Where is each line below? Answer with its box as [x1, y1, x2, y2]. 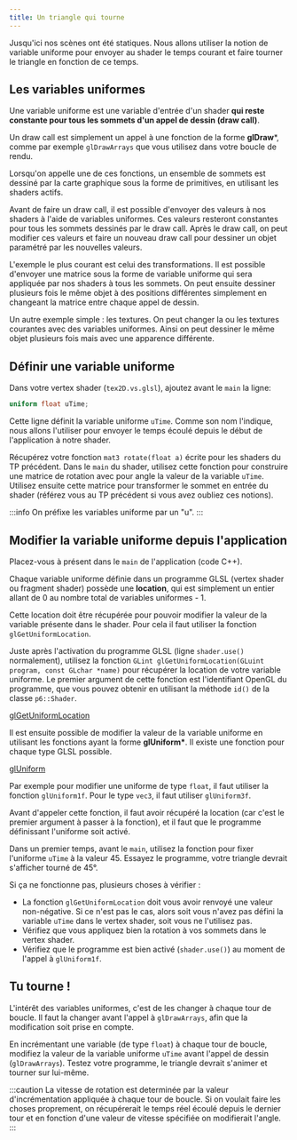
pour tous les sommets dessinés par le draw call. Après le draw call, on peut [9, 223, 288, 234]
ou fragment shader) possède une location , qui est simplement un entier [9, 583, 275, 594]
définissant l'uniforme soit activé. [9, 825, 131, 836]
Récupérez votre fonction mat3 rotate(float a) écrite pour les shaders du [9, 452, 282, 463]
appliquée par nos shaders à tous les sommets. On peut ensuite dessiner [9, 278, 277, 289]
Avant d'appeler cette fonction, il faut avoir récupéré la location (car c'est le [9, 807, 285, 817]
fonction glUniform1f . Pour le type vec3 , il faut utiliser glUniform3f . [9, 790, 251, 801]
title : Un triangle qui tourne [9, 12, 125, 22]
